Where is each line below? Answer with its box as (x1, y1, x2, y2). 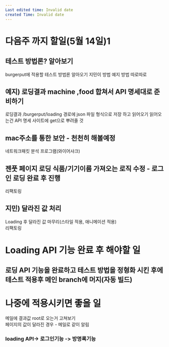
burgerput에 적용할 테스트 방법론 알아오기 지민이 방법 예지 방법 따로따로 (5, 71, 147, 77)
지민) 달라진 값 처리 (5, 204, 62, 213)
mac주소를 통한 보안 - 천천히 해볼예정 (5, 134, 116, 142)
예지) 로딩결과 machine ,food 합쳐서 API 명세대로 (5, 87, 153, 96)
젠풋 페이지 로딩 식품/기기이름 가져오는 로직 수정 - (5, 164, 150, 173)
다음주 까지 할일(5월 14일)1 (5, 35, 111, 47)
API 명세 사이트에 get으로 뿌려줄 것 (14, 118, 84, 124)
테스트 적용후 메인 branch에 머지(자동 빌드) (5, 275, 133, 284)
